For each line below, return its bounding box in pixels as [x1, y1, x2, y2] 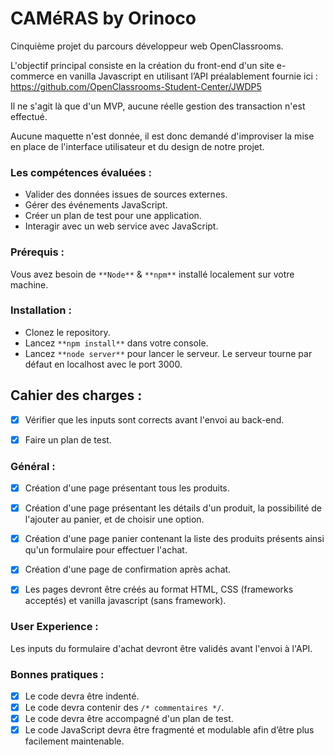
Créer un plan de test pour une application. [24, 210, 202, 222]
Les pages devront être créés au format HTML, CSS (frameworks [24, 583, 294, 596]
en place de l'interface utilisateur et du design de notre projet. [10, 140, 265, 152]
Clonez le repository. [24, 326, 111, 338]
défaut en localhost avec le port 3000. [24, 358, 183, 370]
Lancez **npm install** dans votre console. [24, 337, 209, 349]
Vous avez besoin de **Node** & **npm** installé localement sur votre [10, 268, 295, 280]
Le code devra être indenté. [24, 690, 140, 702]
